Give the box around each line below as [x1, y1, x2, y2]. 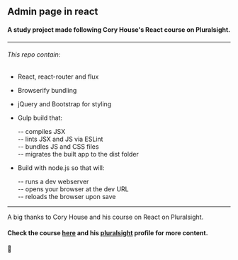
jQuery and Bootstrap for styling [17, 99, 112, 108]
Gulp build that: [17, 113, 62, 122]
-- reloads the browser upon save [17, 192, 116, 200]
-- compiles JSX [17, 127, 66, 135]
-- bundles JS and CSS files [17, 142, 99, 151]
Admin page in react [7, 6, 98, 18]
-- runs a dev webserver [17, 177, 89, 186]
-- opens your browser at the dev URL [17, 184, 129, 193]
